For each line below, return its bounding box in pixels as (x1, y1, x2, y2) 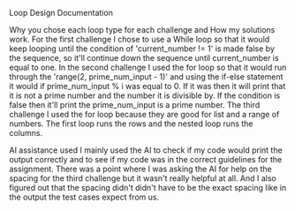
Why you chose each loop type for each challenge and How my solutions (9, 25, 276, 34)
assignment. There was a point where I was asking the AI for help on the (9, 163, 272, 174)
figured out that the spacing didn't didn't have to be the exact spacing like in (9, 183, 287, 192)
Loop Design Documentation (9, 8, 113, 18)
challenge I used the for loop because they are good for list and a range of (9, 109, 280, 119)
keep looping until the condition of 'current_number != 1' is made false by (9, 43, 276, 54)
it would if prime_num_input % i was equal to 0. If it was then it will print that (9, 81, 286, 91)
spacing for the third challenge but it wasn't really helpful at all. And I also (9, 173, 276, 184)
